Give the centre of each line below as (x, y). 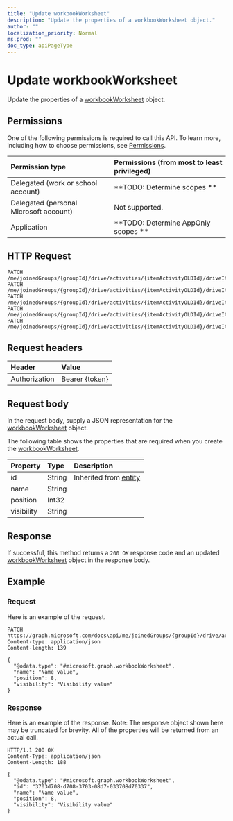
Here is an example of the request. (57, 617)
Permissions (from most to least (168, 162)
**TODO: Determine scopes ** (165, 187)
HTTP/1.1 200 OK (31, 750)
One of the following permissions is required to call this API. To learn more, (114, 138)
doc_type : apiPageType (40, 46)
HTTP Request (39, 256)
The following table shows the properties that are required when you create (115, 441)
